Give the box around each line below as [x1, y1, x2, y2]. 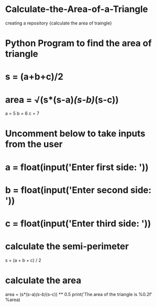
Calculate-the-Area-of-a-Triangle [5, 3, 148, 15]
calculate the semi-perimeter [5, 241, 129, 252]
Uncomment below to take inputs [5, 128, 145, 139]
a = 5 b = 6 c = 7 [5, 110, 39, 116]
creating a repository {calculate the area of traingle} [5, 20, 112, 26]
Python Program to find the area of [5, 37, 152, 49]
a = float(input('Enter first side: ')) [5, 161, 149, 173]
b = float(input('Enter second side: [5, 184, 151, 195]
